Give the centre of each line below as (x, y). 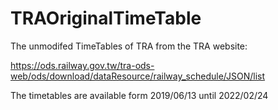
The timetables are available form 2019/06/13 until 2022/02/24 (139, 95)
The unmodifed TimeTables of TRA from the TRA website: (129, 46)
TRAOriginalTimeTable (106, 18)
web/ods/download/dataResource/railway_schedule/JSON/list (138, 76)
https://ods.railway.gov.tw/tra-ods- (82, 65)
